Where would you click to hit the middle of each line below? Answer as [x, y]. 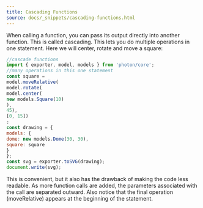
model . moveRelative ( [33, 82]
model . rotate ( [24, 87]
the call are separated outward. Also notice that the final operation [90, 192]
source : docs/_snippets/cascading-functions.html [71, 18]
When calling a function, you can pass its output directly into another [93, 35]
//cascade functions [33, 59]
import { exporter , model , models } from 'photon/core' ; [80, 65]
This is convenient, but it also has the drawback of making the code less [97, 179]
